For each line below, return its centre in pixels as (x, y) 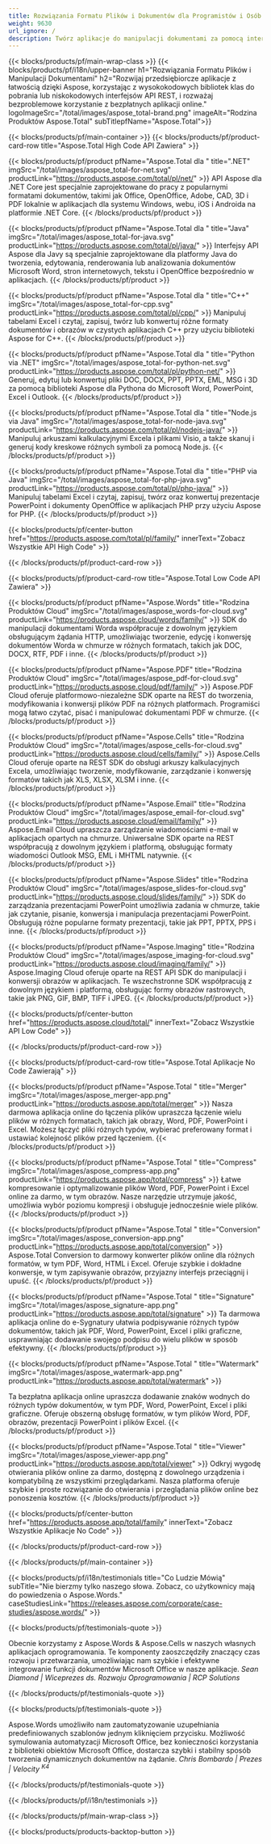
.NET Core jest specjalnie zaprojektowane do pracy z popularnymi (118, 187)
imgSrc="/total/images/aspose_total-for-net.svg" (90, 170)
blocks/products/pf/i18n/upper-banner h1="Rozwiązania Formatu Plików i (130, 70)
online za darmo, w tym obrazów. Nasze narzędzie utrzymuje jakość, (123, 1197)
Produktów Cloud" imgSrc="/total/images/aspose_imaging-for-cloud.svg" (131, 956)
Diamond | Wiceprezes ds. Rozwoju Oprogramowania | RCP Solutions (124, 1678)
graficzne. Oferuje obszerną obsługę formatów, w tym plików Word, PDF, (129, 1413)
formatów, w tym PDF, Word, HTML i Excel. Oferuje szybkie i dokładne (125, 1264)
